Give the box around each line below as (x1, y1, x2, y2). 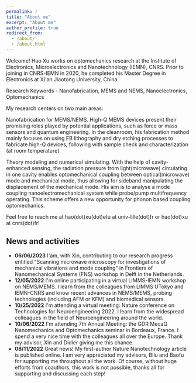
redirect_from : (6, 30, 43, 36)
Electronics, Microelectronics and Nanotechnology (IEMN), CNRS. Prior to (6, 63, 184, 70)
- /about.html (11, 42, 46, 47)
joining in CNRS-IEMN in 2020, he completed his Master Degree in (6, 70, 166, 77)
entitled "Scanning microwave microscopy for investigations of (14, 258, 166, 265)
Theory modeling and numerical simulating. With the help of (6, 158, 151, 165)
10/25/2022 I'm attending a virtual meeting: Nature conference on (14, 302, 174, 309)
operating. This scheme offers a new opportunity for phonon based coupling (6, 195, 191, 202)
